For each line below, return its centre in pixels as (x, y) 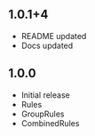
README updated (54, 36)
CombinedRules (50, 123)
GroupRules (43, 114)
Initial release (45, 95)
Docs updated (47, 45)
